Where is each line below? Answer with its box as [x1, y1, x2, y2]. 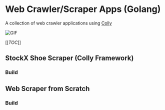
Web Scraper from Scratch [5, 84, 90, 93]
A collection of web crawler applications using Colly [5, 20, 112, 26]
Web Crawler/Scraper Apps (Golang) [5, 3, 161, 15]
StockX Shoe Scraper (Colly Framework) [5, 54, 134, 62]
